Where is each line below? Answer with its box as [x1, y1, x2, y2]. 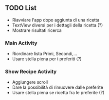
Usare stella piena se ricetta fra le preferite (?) [12, 90, 105, 96]
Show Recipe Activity [5, 68, 57, 75]
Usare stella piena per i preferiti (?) [12, 56, 82, 62]
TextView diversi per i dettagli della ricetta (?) [12, 22, 103, 28]
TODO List [5, 4, 36, 12]
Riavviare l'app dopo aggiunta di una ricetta [12, 17, 100, 23]
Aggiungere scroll [12, 79, 48, 85]
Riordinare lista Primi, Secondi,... [12, 51, 77, 57]
